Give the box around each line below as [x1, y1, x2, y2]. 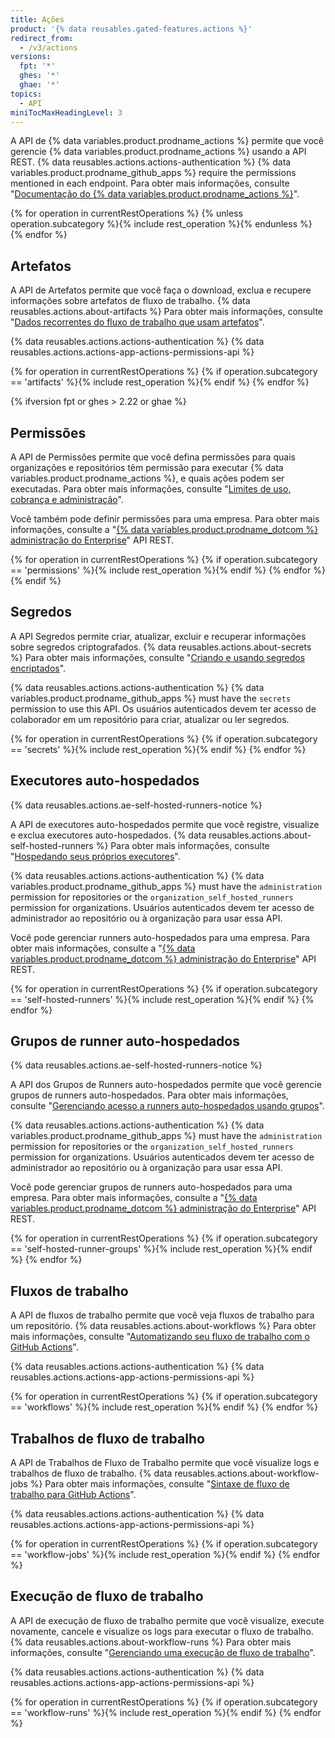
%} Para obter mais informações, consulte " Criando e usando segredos [10, 651, 306, 663]
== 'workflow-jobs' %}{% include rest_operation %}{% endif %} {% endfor [10, 1549, 321, 1561]
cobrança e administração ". [10, 494, 124, 505]
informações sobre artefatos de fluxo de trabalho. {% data [10, 295, 251, 307]
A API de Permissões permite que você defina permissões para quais [10, 451, 296, 463]
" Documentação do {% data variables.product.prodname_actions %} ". [10, 188, 300, 200]
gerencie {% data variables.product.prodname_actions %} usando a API [10, 146, 307, 158]
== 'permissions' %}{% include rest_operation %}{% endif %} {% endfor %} [10, 564, 326, 576]
